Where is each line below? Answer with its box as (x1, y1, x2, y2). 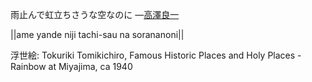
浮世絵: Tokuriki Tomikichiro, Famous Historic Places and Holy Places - (10, 49, 302, 61)
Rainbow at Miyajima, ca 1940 (10, 61, 133, 72)
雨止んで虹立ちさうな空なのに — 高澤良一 (10, 9, 180, 20)
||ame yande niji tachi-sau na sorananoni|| (10, 29, 185, 40)
